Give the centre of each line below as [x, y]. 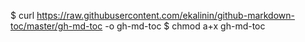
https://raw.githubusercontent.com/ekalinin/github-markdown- [165, 15]
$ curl [22, 15]
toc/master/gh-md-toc [56, 26]
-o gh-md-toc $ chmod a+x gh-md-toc [185, 26]
